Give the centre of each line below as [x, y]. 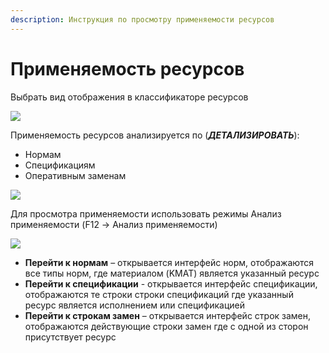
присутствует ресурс [70, 337]
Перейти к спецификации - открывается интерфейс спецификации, [171, 283]
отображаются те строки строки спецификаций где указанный [159, 294]
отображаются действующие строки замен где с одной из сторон [166, 326]
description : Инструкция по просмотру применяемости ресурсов [142, 19]
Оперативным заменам [75, 175]
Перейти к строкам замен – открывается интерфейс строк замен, [168, 315]
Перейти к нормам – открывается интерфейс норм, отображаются [169, 262]
